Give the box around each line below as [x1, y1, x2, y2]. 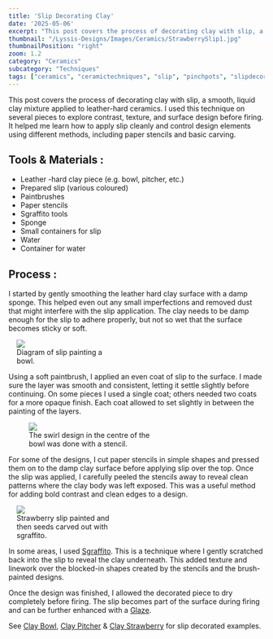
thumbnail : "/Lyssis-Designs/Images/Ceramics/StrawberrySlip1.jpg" [8, 34, 242, 43]
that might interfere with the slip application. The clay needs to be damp [8, 306, 249, 316]
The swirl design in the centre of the [28, 431, 150, 440]
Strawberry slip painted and [16, 514, 110, 523]
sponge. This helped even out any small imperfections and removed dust [8, 298, 253, 308]
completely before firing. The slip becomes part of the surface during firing [8, 597, 260, 606]
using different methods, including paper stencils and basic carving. [8, 129, 236, 139]
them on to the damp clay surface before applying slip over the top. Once [8, 463, 254, 473]
